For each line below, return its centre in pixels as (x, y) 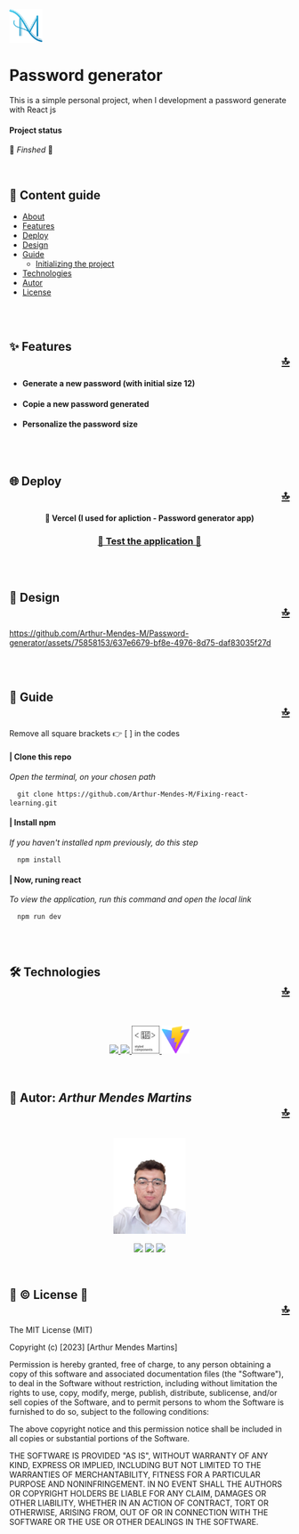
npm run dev (40, 917)
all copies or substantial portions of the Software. (99, 1439)
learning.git (33, 803)
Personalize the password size (80, 424)
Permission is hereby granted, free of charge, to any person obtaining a (140, 1365)
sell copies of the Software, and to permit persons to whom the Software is (147, 1402)
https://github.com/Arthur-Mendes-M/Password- (99, 633)
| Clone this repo (40, 757)
